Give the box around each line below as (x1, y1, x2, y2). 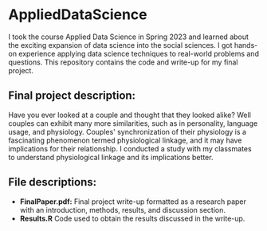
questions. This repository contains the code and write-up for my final (8, 57, 238, 67)
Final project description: (8, 89, 136, 103)
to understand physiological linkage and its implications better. (8, 152, 214, 162)
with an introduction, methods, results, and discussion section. (19, 205, 226, 214)
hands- (234, 40, 258, 49)
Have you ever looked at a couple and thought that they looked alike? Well (8, 110, 251, 119)
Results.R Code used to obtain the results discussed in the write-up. (19, 213, 245, 223)
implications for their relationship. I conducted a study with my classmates (8, 143, 253, 153)
